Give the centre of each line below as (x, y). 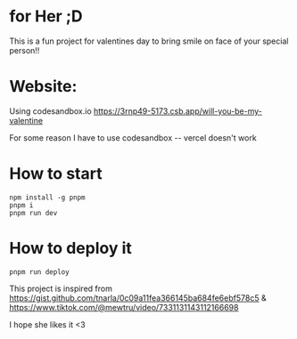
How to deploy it (70, 248)
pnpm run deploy (39, 272)
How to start (56, 174)
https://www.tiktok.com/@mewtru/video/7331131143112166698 (124, 307)
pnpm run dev (33, 213)
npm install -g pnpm (48, 198)
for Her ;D (46, 16)
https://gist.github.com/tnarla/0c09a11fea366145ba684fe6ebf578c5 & (138, 298)
